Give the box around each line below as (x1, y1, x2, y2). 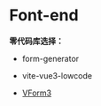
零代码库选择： (9, 35, 64, 46)
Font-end (9, 5, 79, 26)
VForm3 (21, 87, 51, 98)
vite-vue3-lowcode (21, 70, 93, 80)
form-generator (21, 53, 80, 64)
